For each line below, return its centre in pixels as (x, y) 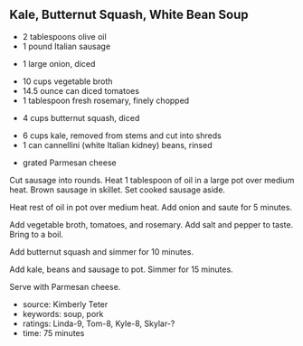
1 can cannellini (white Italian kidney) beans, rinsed (117, 145)
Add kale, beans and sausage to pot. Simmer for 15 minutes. (121, 269)
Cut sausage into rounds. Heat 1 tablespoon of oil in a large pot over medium (152, 180)
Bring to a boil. (37, 234)
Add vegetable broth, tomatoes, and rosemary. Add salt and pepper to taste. (151, 224)
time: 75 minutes (53, 332)
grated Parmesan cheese (69, 163)
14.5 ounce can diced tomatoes (81, 90)
